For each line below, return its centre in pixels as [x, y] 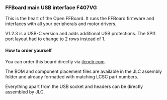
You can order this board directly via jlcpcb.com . [56, 61]
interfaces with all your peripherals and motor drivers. [61, 24]
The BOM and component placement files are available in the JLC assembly [84, 71]
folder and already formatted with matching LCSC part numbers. [72, 76]
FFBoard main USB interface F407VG [51, 8]
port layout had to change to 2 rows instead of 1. [55, 39]
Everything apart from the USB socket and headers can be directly [74, 86]
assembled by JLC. [25, 91]
